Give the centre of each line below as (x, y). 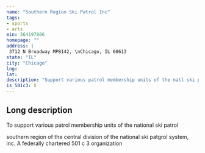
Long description (39, 110)
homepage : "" (23, 40)
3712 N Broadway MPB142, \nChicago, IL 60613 (68, 52)
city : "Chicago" (27, 63)
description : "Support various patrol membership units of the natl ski (101, 80)
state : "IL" (21, 57)
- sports (17, 23)
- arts (15, 29)
